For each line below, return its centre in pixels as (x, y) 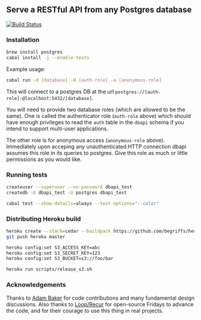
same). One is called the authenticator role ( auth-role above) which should (99, 115)
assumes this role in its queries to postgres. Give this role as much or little (97, 153)
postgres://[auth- (138, 92)
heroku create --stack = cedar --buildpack (59, 231)
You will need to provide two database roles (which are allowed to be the (96, 109)
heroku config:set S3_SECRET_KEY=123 (53, 253)
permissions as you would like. (44, 159)
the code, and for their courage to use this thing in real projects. (85, 310)
